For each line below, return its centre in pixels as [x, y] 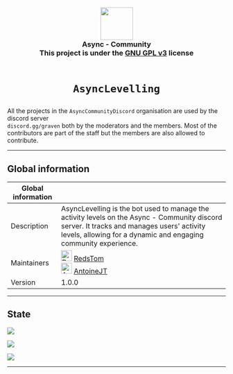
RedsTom [89, 258]
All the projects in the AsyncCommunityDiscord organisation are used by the [113, 111]
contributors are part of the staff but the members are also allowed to [106, 133]
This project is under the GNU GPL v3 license [116, 53]
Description [29, 226]
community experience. [100, 243]
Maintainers [30, 262]
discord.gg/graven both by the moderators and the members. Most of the [112, 126]
